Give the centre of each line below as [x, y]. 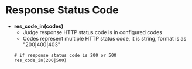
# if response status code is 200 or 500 [65, 55]
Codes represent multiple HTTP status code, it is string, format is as [104, 38]
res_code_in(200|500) [40, 60]
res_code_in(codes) [39, 26]
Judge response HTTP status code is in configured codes [92, 32]
